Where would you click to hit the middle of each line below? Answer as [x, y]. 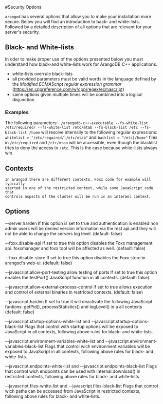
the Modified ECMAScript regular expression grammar [67, 84]
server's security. [23, 32]
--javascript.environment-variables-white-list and [55, 341]
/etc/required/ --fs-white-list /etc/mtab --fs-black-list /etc [72, 128]
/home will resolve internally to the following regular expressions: [93, 132]
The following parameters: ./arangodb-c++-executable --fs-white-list [77, 123]
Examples [17, 112]
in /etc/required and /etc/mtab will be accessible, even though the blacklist [81, 143]
